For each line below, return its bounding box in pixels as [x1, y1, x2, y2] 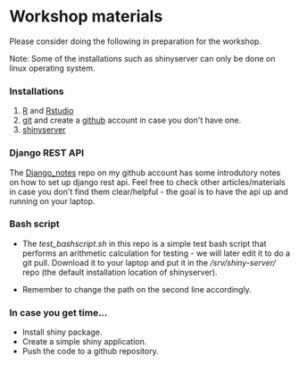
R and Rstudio [21, 106, 74, 116]
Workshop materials [9, 6, 163, 27]
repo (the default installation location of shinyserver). [21, 267, 218, 277]
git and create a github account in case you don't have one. [21, 115, 242, 126]
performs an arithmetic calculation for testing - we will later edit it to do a [21, 248, 291, 259]
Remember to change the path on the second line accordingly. [21, 284, 252, 294]
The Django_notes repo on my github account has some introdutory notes [9, 167, 281, 178]
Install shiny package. [21, 327, 103, 337]
